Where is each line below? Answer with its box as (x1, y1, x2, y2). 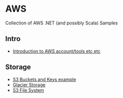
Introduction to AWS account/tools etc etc (12, 48, 101, 54)
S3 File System (12, 87, 44, 93)
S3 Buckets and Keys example (12, 76, 76, 82)
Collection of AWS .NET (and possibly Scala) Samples (5, 20, 118, 26)
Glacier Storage (12, 82, 46, 88)
